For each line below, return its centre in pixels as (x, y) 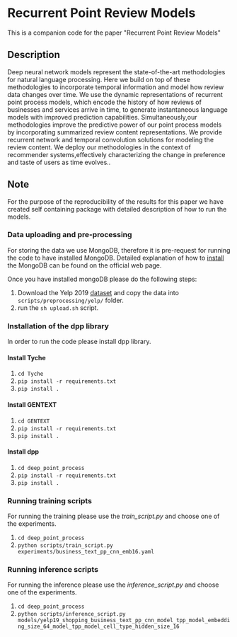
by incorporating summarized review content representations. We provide (115, 132)
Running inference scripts (53, 569)
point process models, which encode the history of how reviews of (104, 102)
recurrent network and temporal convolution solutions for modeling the (111, 139)
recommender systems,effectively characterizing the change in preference (116, 154)
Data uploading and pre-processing (70, 235)
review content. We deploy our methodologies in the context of (99, 147)
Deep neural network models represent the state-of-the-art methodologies (116, 71)
